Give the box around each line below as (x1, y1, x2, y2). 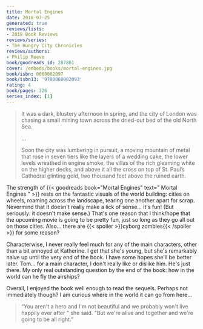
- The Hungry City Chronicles (6, 43, 83, 49)
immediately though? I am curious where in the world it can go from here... (6, 291, 193, 298)
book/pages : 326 (6, 88, 47, 94)
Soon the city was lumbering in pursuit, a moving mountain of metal (21, 146, 190, 153)
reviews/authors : (6, 48, 50, 55)
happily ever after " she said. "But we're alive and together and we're (21, 309, 194, 316)
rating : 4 (6, 82, 32, 88)
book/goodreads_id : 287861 (6, 59, 75, 65)
